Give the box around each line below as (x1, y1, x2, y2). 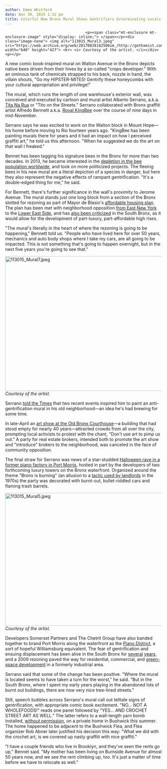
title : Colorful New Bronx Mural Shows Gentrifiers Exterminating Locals (5, 16, 162, 21)
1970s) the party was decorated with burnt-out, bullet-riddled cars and (5, 478, 150, 484)
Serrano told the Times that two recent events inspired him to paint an (5, 400, 148, 406)
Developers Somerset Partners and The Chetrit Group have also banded (5, 635, 153, 641)
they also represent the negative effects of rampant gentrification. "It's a (5, 174, 154, 180)
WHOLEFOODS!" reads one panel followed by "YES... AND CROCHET (5, 707, 148, 713)
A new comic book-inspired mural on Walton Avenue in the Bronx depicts (5, 61, 155, 67)
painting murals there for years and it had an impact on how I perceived (5, 133, 152, 139)
